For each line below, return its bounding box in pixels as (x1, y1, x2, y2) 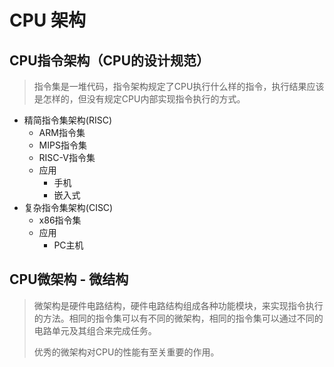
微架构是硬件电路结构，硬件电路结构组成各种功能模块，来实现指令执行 (33, 299, 324, 311)
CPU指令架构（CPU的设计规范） (9, 52, 211, 69)
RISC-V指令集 (38, 152, 96, 163)
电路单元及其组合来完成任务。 (33, 324, 157, 336)
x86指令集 (38, 214, 82, 226)
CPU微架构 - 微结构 (9, 271, 129, 288)
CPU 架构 (9, 9, 86, 32)
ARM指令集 (38, 127, 86, 138)
